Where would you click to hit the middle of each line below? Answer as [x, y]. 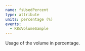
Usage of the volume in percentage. [42, 43]
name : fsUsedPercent [27, 10]
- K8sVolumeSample [29, 29]
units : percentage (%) [29, 19]
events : [13, 24]
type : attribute [22, 15]
